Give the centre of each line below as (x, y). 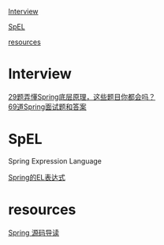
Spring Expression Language (55, 160)
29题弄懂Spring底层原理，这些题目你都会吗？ (82, 96)
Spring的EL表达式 (37, 177)
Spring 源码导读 (34, 232)
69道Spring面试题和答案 (47, 107)
